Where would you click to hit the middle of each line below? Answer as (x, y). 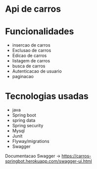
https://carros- (76, 156)
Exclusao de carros (32, 51)
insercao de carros (31, 45)
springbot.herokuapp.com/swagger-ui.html (48, 161)
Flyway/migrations (31, 141)
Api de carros (33, 9)
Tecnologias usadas (47, 96)
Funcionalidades (40, 32)
